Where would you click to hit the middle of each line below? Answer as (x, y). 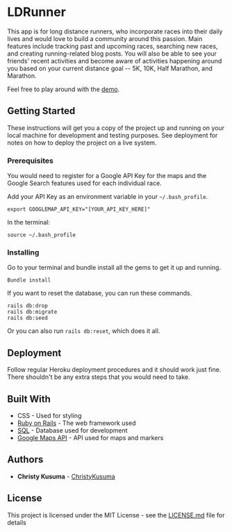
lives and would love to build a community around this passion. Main (105, 38)
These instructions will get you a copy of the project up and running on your (116, 128)
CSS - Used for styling (49, 415)
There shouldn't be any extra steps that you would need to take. (99, 377)
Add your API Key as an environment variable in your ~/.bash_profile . (108, 197)
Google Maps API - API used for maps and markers (90, 437)
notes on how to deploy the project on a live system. (82, 143)
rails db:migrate (32, 312)
